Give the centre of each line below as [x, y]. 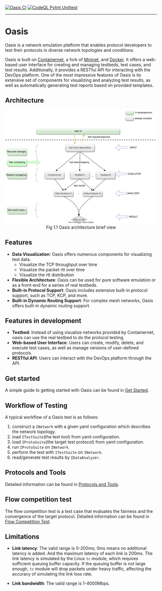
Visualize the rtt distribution [47, 275]
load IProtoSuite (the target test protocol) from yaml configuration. [78, 442]
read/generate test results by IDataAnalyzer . [56, 457]
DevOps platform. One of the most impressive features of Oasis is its [73, 75]
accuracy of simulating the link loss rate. [52, 574]
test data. [21, 259]
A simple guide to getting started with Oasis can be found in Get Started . [77, 390]
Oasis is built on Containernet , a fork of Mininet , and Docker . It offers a [75, 59]
